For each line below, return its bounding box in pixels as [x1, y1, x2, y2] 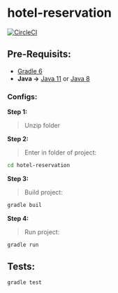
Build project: [24, 187, 63, 196]
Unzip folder [24, 121, 61, 130]
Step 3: [7, 174, 29, 183]
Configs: [7, 92, 38, 101]
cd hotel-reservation [7, 162, 71, 169]
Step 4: [7, 214, 29, 222]
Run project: [24, 227, 60, 236]
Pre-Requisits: [7, 48, 71, 60]
